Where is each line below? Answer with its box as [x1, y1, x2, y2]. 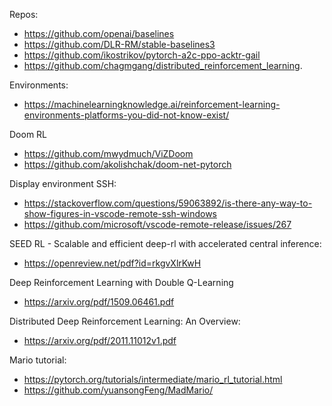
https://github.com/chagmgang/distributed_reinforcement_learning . [23, 60, 303, 71]
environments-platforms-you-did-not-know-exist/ [23, 109, 230, 121]
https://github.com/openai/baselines [23, 28, 175, 39]
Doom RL [9, 129, 48, 140]
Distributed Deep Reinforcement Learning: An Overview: [9, 315, 241, 327]
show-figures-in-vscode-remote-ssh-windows [23, 208, 217, 219]
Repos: [9, 9, 39, 20]
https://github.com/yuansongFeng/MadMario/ [23, 384, 214, 396]
